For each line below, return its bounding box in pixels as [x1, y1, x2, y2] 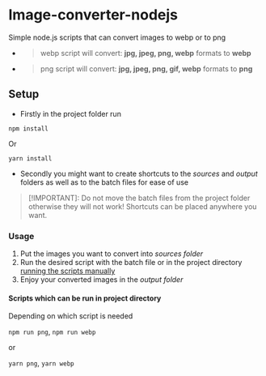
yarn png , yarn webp [8, 358, 74, 368]
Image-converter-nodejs [8, 6, 178, 24]
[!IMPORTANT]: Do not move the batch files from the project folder [27, 193, 251, 203]
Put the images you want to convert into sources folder [19, 249, 204, 258]
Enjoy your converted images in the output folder [19, 275, 184, 284]
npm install [8, 124, 49, 133]
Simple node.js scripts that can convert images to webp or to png [8, 32, 226, 42]
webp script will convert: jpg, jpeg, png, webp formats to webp [40, 48, 252, 58]
